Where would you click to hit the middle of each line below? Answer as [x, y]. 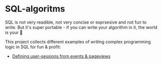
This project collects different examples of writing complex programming [78, 41]
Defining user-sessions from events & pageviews [61, 56]
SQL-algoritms [35, 9]
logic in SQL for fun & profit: [33, 47]
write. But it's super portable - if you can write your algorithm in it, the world [81, 27]
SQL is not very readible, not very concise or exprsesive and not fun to [76, 22]
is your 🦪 [14, 32]
